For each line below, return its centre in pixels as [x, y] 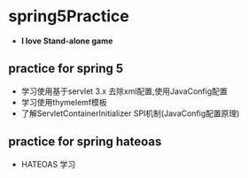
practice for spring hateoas [85, 142]
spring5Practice [69, 16]
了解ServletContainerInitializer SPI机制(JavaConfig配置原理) [130, 113]
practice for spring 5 [66, 69]
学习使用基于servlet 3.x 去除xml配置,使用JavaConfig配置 [124, 91]
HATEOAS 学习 [48, 164]
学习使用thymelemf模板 [64, 102]
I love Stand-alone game [67, 41]
